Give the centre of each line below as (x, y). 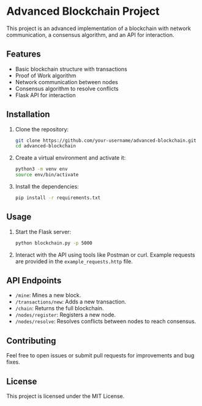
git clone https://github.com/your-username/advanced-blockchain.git (106, 140)
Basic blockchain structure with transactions (71, 69)
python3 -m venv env (41, 169)
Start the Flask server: (43, 232)
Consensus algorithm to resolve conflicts (67, 88)
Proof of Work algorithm (46, 76)
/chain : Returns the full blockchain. (59, 308)
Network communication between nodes (66, 82)
